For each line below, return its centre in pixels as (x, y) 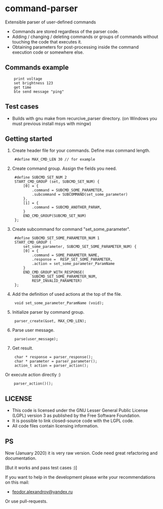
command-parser (41, 9)
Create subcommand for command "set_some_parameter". (71, 229)
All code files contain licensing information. (55, 426)
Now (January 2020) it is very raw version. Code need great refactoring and (81, 453)
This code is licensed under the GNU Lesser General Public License (80, 410)
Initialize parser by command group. (48, 312)
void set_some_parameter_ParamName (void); (59, 303)
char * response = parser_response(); (54, 357)
